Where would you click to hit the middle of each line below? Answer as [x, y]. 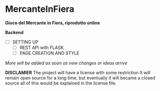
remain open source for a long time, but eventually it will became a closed [80, 78]
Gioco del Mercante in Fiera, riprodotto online [53, 23]
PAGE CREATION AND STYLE [49, 53]
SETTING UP [25, 42]
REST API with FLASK [42, 47]
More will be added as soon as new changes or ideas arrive [66, 63]
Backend [14, 32]
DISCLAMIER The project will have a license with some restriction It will [78, 73]
